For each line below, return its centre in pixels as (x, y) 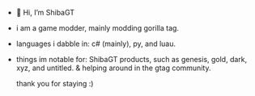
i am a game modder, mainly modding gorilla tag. (98, 28)
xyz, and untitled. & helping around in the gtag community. (113, 68)
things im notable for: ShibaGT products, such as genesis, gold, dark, (132, 59)
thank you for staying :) (55, 83)
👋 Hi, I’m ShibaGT (45, 13)
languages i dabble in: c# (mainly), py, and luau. (96, 44)
